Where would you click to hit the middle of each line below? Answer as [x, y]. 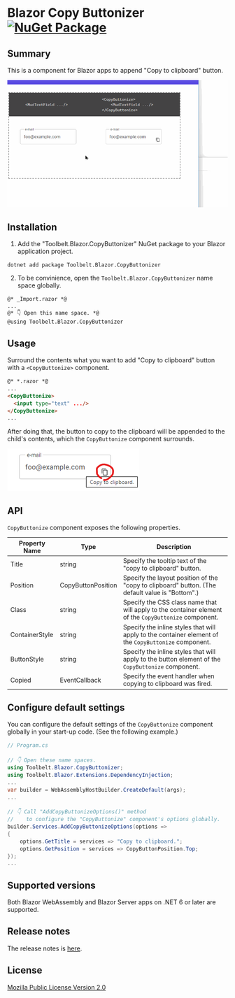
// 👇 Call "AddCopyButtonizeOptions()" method [77, 812]
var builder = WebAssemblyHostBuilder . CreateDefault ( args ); [97, 790]
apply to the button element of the [172, 659]
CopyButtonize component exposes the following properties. [94, 528]
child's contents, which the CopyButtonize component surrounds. [101, 439]
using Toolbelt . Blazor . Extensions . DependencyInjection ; [90, 775]
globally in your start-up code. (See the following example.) [93, 732]
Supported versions [51, 885]
